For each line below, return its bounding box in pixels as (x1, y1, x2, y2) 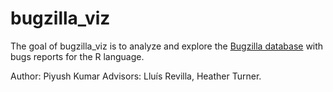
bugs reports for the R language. (10, 50, 145, 62)
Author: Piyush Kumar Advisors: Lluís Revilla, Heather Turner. (10, 70, 262, 82)
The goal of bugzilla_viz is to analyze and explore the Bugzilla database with (10, 40, 324, 52)
